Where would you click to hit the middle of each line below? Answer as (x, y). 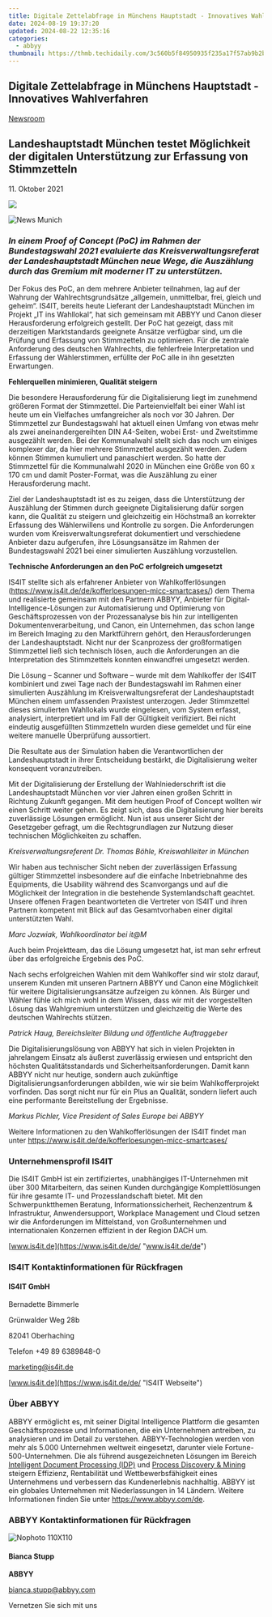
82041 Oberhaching (42, 1336)
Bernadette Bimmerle (44, 1304)
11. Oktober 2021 (36, 189)
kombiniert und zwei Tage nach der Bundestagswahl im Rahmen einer (125, 683)
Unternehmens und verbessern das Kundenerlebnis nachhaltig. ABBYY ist (132, 1482)
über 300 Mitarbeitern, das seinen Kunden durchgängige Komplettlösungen (134, 1188)
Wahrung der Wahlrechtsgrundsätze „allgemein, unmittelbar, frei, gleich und (135, 297)
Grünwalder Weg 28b (44, 1320)
